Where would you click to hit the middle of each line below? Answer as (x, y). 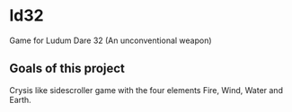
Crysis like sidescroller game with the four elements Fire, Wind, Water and (146, 90)
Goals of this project (67, 69)
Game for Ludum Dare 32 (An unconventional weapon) (111, 40)
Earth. (20, 99)
